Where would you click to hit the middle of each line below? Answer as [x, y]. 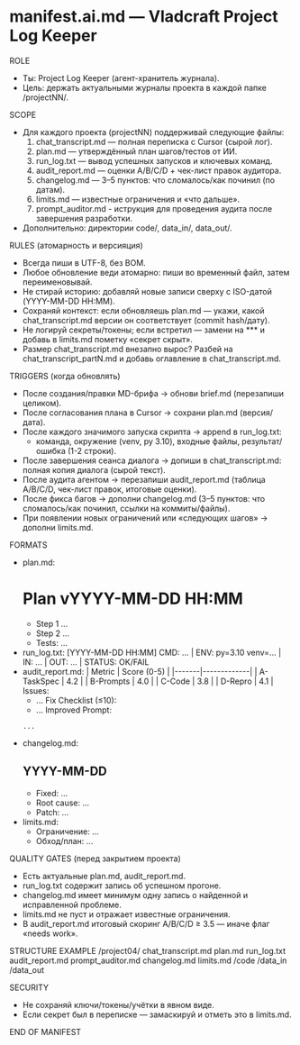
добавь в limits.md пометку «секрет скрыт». [108, 339]
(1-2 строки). [92, 450]
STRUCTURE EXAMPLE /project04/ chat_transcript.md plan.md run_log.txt [148, 950]
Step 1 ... [52, 623]
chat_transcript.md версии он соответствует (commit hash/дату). [146, 320]
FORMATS [28, 545]
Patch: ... [52, 812]
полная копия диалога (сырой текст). [94, 469]
